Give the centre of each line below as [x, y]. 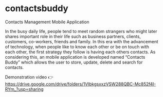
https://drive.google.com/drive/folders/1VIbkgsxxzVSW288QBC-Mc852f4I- [81, 84]
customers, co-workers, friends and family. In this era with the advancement [82, 41]
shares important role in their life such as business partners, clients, [73, 36]
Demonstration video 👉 [29, 77]
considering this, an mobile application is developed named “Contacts [75, 57]
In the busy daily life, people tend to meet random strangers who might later [81, 31]
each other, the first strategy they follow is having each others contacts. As [80, 52]
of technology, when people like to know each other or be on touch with [77, 47]
